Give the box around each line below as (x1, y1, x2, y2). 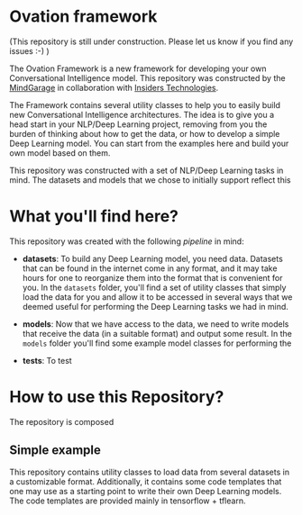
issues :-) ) (9, 45, 50, 56)
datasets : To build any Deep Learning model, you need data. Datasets (22, 253, 284, 264)
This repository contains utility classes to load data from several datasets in (9, 466, 290, 477)
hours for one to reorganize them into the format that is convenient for (22, 272, 283, 283)
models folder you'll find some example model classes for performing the (22, 338, 292, 348)
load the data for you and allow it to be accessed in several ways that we (22, 291, 293, 303)
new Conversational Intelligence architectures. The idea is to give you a (9, 109, 275, 120)
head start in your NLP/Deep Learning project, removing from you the (9, 119, 268, 130)
